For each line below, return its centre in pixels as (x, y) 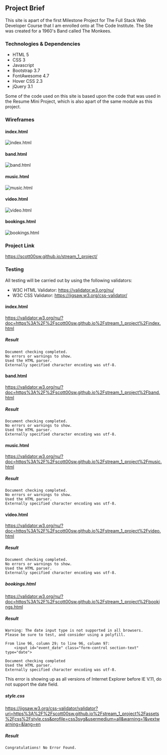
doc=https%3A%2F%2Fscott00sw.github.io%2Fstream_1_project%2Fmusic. (83, 462)
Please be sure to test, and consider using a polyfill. (65, 635)
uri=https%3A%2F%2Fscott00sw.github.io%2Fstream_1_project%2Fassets (82, 714)
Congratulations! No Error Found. (41, 748)
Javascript (23, 65)
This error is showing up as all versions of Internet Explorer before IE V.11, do (83, 679)
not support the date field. (32, 684)
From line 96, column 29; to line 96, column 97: (58, 644)
